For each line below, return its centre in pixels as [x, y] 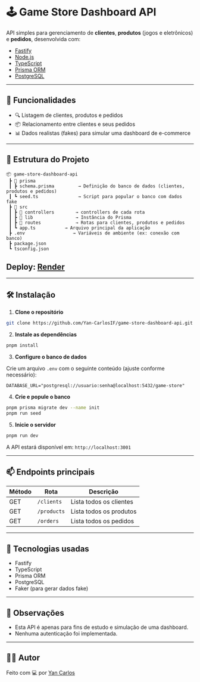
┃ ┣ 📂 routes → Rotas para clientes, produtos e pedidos [97, 223]
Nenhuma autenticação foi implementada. [66, 633]
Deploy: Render [36, 267]
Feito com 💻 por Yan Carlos [41, 672]
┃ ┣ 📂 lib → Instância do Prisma [70, 217]
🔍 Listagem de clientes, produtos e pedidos [69, 115]
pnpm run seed [24, 413]
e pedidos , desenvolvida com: [43, 39]
